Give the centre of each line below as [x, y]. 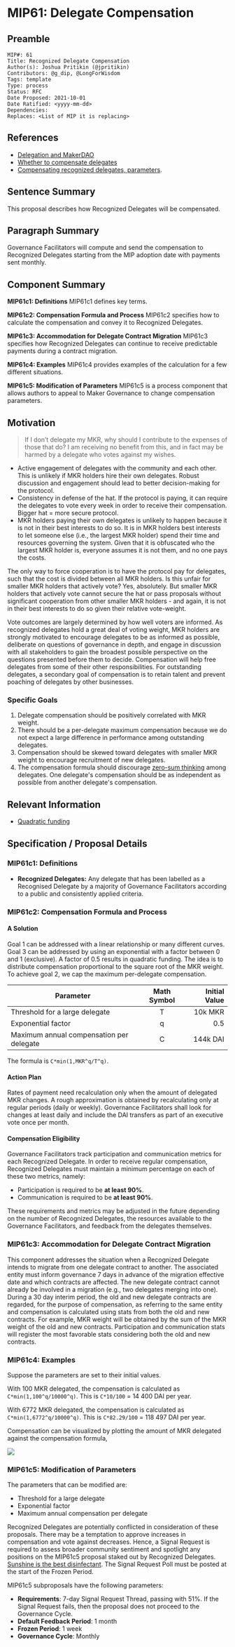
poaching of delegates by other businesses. [71, 682]
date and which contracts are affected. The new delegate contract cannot [114, 1282]
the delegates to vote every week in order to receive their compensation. [122, 505]
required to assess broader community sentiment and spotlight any [104, 1549]
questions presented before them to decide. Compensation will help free [112, 660]
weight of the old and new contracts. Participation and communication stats [116, 1327]
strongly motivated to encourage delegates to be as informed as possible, [114, 637]
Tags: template [29, 79]
